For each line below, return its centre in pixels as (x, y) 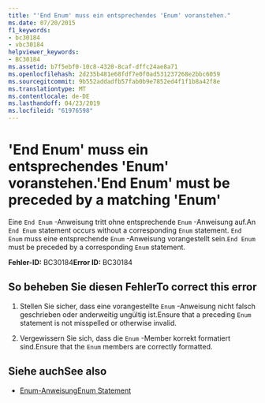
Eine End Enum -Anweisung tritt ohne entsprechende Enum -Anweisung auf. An (132, 222)
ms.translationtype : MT (47, 89)
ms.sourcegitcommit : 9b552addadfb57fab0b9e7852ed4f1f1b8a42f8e (114, 81)
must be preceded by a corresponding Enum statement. (97, 247)
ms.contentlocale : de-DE (49, 96)
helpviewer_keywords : (44, 52)
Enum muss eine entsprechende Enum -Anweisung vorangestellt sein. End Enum (132, 238)
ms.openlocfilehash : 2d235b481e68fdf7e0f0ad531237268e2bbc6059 (114, 74)
